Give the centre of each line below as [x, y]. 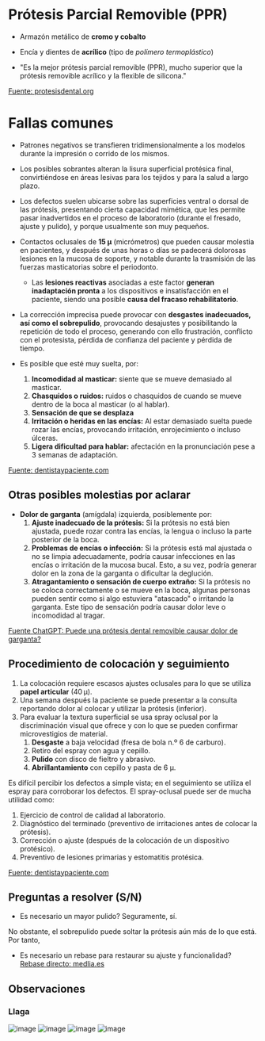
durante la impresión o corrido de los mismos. [95, 153]
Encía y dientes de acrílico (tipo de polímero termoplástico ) [117, 52]
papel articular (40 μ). [56, 691]
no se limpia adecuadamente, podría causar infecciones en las [133, 556]
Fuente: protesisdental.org [51, 91]
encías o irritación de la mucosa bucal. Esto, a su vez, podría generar [144, 565]
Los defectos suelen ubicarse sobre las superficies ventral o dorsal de [134, 201]
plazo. [30, 186]
